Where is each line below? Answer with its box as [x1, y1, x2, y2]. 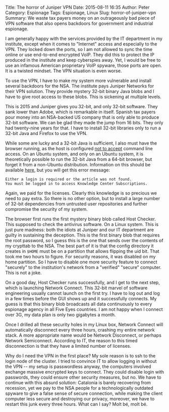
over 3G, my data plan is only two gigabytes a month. [5, 312, 116, 317]
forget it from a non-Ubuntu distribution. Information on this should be [5, 162, 151, 167]
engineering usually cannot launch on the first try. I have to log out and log [5, 290, 160, 296]
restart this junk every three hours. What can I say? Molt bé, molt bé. [5, 401, 148, 407]
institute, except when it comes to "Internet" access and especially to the [5, 41, 157, 47]
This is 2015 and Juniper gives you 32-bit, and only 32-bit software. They [5, 104, 158, 109]
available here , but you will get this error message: [5, 167, 110, 173]
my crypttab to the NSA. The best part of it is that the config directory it [5, 243, 154, 249]
